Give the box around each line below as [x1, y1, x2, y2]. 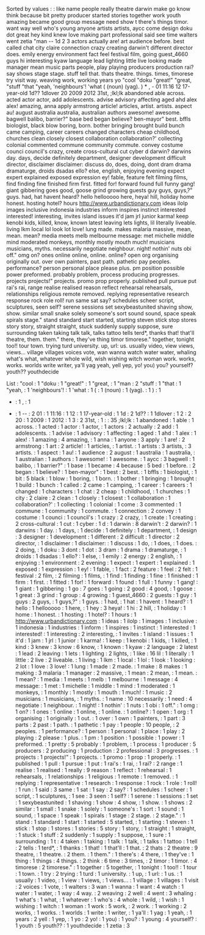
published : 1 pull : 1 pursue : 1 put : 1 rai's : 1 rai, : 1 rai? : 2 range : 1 [15, 760, 183, 767]
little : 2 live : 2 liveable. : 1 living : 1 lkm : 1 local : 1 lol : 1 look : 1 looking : [15, 656, 196, 664]
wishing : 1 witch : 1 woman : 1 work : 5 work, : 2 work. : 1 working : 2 [15, 903, 187, 909]
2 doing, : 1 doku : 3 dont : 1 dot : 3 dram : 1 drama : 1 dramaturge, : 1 [15, 546, 186, 553]
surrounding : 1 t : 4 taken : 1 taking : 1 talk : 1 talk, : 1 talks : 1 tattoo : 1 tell [15, 838, 198, 845]
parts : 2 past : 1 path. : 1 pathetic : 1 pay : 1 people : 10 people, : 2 [15, 721, 180, 728]
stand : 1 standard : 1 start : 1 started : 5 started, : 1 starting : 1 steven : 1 [15, 819, 193, 825]
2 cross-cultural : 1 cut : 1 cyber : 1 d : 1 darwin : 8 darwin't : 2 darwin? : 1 [15, 520, 197, 527]
